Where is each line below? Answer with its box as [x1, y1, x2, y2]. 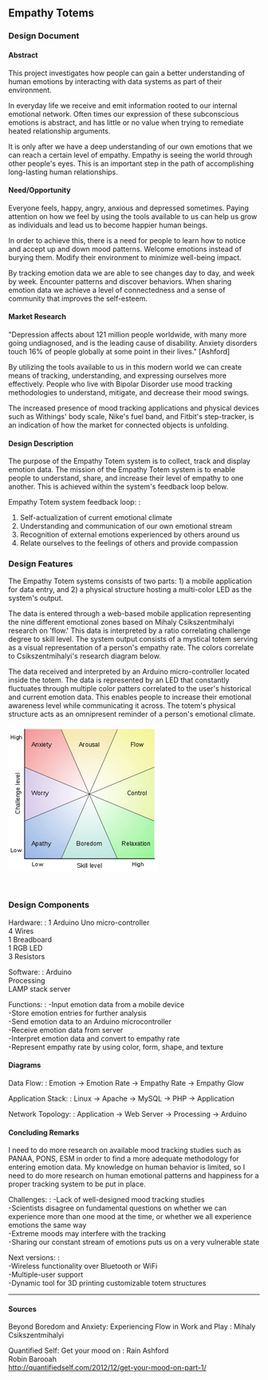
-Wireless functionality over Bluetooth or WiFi [8, 1262, 158, 1271]
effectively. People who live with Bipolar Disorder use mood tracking [8, 379, 233, 389]
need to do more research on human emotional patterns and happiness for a [8, 1171, 259, 1181]
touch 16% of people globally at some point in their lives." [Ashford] [8, 346, 231, 356]
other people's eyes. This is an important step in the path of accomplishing [8, 158, 254, 168]
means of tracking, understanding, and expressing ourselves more [8, 370, 227, 380]
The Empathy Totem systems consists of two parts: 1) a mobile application [8, 576, 253, 586]
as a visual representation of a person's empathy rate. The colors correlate [8, 643, 254, 653]
